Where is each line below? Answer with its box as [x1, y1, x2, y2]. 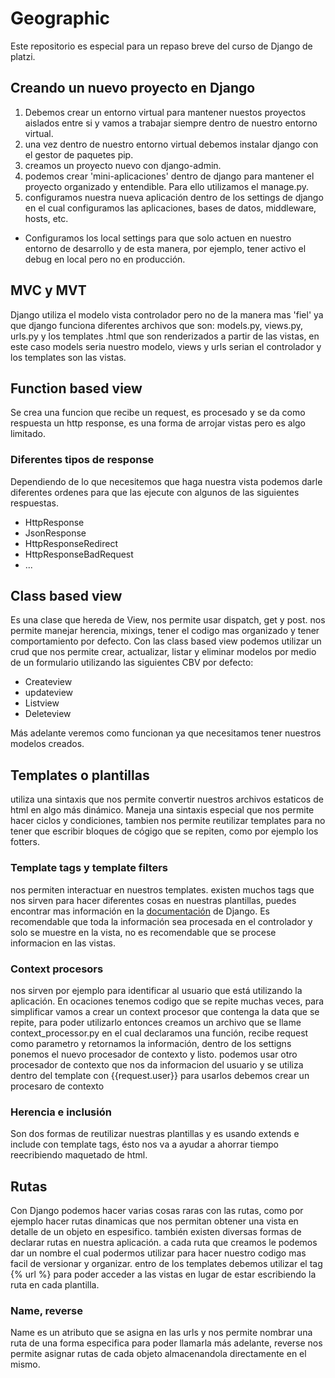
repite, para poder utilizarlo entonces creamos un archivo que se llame [10, 1016, 302, 1028]
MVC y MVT [10, 282, 87, 299]
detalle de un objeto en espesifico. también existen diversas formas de [10, 1226, 302, 1237]
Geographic [10, 7, 110, 30]
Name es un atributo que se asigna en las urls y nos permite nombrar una [10, 1327, 313, 1339]
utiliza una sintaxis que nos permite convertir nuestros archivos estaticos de [10, 793, 324, 806]
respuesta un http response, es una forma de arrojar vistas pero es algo [10, 417, 307, 429]
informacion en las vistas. [10, 937, 116, 949]
